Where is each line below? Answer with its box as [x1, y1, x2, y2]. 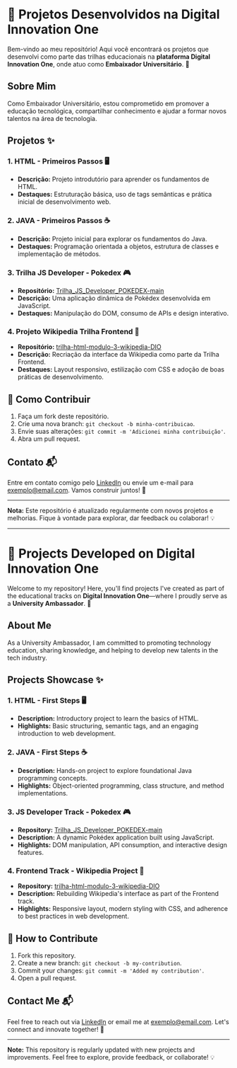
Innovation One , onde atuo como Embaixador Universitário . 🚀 [7, 59, 190, 68]
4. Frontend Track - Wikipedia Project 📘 [7, 866, 145, 875]
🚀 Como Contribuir [7, 393, 91, 406]
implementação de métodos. [17, 249, 101, 258]
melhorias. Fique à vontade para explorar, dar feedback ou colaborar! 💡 [7, 513, 215, 522]
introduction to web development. [17, 729, 116, 738]
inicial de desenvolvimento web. [17, 197, 111, 206]
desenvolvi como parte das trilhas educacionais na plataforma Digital [7, 52, 210, 61]
